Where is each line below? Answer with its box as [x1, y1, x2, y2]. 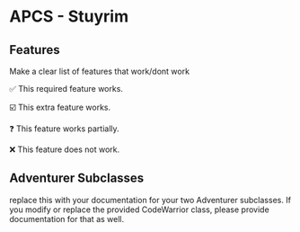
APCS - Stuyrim [9, 6, 128, 27]
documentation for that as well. [9, 213, 125, 224]
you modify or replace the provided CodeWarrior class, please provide [9, 204, 269, 215]
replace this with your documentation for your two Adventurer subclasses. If [9, 194, 292, 205]
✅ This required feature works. [9, 84, 124, 94]
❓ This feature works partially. [9, 123, 119, 134]
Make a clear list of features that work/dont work [9, 66, 190, 76]
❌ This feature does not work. [9, 144, 119, 155]
